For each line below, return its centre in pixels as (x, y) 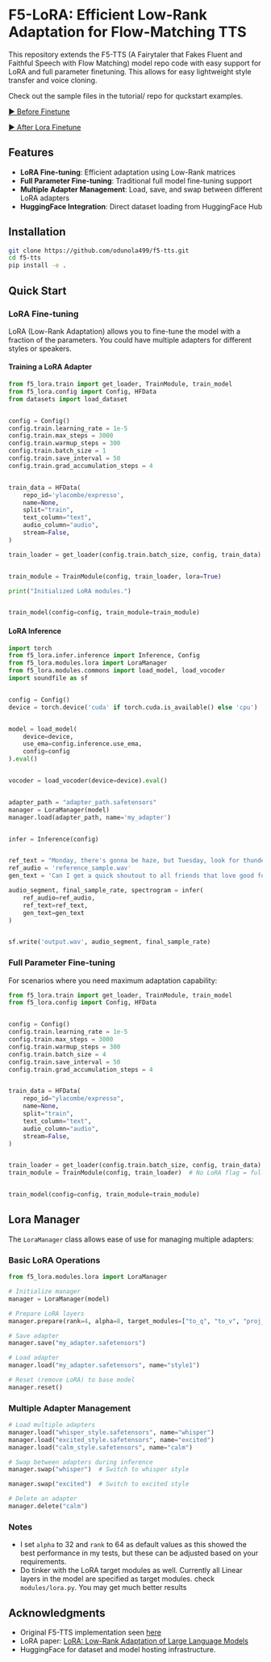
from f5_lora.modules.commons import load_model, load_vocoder (117, 671)
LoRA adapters (45, 198)
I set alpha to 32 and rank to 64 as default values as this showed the (133, 1545)
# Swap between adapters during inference (81, 1462)
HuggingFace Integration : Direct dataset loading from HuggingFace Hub (141, 206)
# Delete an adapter (43, 1499)
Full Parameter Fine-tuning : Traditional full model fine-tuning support (136, 180)
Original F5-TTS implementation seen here (90, 1632)
